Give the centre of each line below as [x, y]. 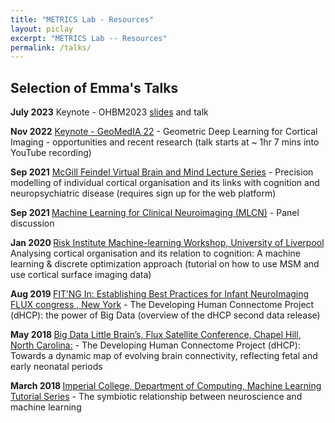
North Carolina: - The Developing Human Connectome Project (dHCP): [155, 345]
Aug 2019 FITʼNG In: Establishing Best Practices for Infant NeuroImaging [160, 294]
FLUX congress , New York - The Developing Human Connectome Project [162, 305]
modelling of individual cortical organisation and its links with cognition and [165, 183]
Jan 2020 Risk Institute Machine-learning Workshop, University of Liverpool [167, 243]
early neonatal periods [56, 367]
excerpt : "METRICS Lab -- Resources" [89, 38]
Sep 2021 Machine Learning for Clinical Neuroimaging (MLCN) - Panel [155, 213]
